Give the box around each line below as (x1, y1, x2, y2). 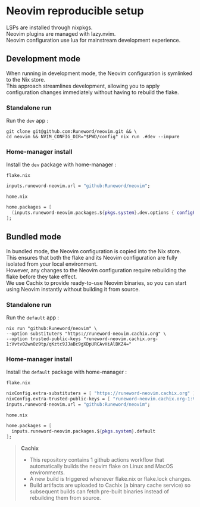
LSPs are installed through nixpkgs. (6, 24, 93, 31)
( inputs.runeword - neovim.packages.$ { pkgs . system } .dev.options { (11, 210, 174, 216)
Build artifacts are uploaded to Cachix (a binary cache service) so (29, 481, 191, 489)
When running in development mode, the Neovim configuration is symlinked (6, 70, 192, 77)
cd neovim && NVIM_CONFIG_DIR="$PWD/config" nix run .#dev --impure (6, 134, 180, 140)
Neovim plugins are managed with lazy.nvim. (6, 30, 116, 37)
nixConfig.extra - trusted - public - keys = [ (6, 396, 111, 402)
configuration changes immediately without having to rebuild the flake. (6, 88, 180, 96)
